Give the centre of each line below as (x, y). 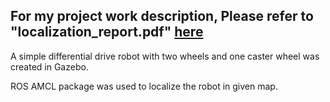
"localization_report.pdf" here (107, 32)
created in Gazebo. (49, 66)
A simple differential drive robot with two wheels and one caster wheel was (165, 56)
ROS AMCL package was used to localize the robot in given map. (144, 86)
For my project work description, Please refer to (162, 16)
